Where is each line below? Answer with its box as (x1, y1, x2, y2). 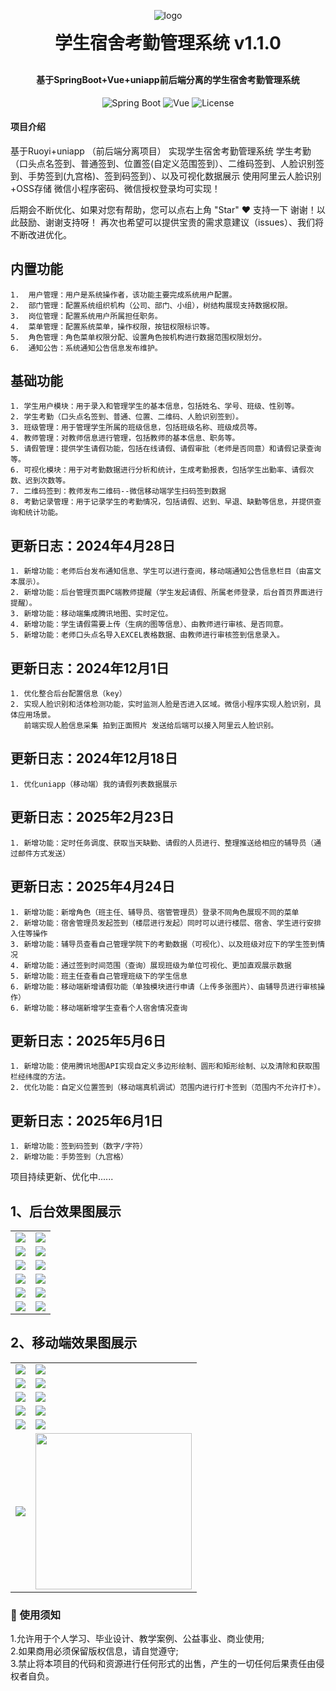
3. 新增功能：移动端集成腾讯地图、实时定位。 (10, 609, 173, 619)
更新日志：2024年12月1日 (10, 660, 170, 677)
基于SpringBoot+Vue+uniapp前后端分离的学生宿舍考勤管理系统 (36, 74, 300, 85)
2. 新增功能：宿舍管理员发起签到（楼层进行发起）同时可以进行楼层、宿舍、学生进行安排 (10, 918, 322, 928)
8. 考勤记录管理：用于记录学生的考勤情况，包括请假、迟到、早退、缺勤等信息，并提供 (10, 497, 315, 507)
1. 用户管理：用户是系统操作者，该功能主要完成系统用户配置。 (10, 290, 237, 300)
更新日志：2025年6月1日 (10, 1112, 164, 1129)
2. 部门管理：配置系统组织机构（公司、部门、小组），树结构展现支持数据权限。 (10, 300, 293, 310)
